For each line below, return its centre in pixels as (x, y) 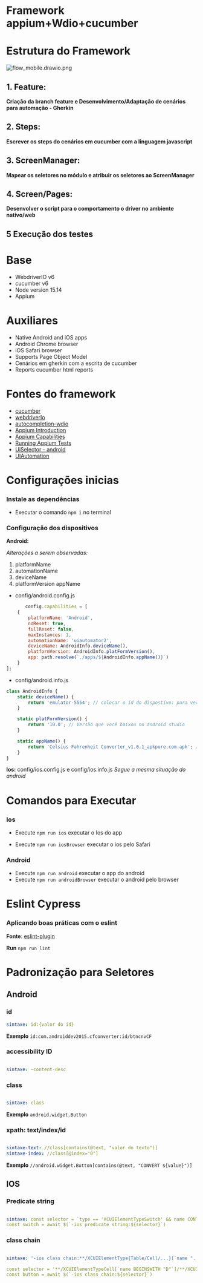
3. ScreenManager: (43, 161)
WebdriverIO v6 (35, 277)
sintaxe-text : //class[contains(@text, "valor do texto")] (82, 1148)
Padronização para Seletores (80, 972)
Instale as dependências (43, 499)
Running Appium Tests (43, 443)
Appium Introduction (40, 430)
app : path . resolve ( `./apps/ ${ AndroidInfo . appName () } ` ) (98, 657)
